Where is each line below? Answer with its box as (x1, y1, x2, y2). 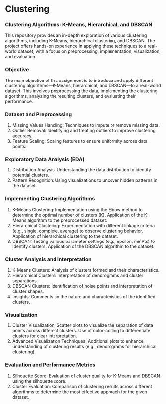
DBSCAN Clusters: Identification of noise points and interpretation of (12, 283, 153, 289)
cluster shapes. (12, 288, 44, 294)
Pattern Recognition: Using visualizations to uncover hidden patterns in (12, 177, 158, 183)
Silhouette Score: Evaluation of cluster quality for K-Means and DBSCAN (12, 373, 160, 379)
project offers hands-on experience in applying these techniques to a (5, 43, 147, 49)
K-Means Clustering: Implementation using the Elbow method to (12, 206, 143, 212)
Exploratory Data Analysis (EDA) (5, 156, 85, 162)
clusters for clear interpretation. (12, 333, 77, 339)
